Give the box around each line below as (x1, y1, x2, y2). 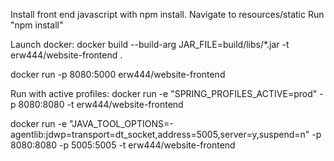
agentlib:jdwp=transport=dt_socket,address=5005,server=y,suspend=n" (10, 129, 310, 140)
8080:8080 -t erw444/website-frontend (18, 99, 184, 110)
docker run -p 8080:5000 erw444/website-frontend (10, 69, 226, 80)
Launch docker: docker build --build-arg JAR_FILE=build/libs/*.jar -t (10, 39, 290, 50)
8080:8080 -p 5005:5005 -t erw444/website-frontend (10, 139, 236, 151)
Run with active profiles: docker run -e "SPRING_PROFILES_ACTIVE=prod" (10, 88, 318, 99)
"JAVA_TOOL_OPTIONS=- (69, 118, 174, 129)
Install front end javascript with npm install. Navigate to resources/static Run (10, 9, 325, 20)
